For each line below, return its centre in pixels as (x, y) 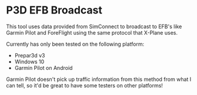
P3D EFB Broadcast (54, 10)
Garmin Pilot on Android (44, 67)
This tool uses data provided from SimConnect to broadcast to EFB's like (94, 26)
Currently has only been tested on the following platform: (75, 44)
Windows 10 (29, 62)
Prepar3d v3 (30, 55)
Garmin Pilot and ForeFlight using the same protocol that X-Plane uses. (92, 32)
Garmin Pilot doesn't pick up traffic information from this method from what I (99, 79)
